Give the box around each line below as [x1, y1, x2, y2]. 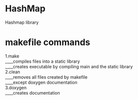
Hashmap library [5, 19, 39, 25]
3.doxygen [5, 85, 27, 91]
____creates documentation [5, 90, 60, 96]
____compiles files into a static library [5, 58, 80, 64]
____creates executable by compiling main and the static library [5, 63, 133, 69]
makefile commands [5, 37, 90, 48]
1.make [5, 53, 20, 59]
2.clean [5, 69, 21, 75]
